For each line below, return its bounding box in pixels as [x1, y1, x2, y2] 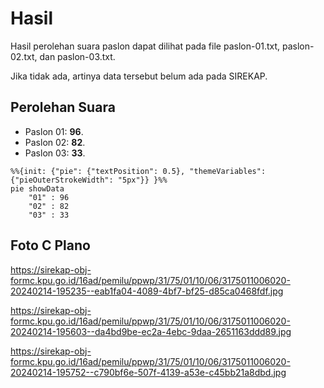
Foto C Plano [10, 237, 91, 254]
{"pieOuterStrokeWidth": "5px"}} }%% [10, 175, 168, 185]
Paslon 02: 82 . [24, 136, 86, 148]
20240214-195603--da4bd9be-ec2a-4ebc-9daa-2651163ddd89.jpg [10, 325, 292, 337]
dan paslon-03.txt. [39, 50, 116, 62]
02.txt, [10, 50, 38, 62]
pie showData [10, 183, 65, 194]
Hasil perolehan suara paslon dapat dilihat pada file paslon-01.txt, [10, 40, 281, 52]
